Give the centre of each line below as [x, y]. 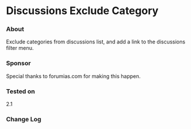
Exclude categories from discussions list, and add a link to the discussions [96, 42]
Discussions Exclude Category [82, 11]
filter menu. [20, 48]
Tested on [21, 91]
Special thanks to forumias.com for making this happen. [74, 76]
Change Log [24, 119]
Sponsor [18, 63]
